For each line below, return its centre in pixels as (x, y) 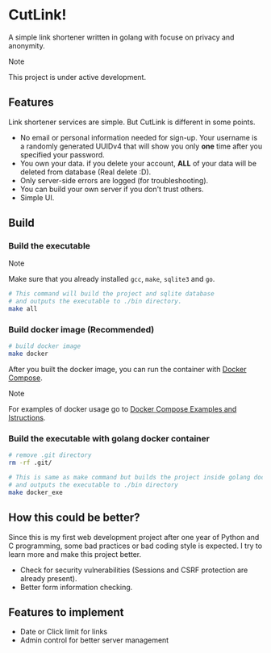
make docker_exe (35, 492)
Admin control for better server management (94, 640)
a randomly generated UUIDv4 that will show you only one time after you (141, 146)
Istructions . (27, 418)
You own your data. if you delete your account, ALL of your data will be (138, 163)
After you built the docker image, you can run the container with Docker (127, 370)
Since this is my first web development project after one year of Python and (134, 537)
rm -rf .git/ (30, 463)
